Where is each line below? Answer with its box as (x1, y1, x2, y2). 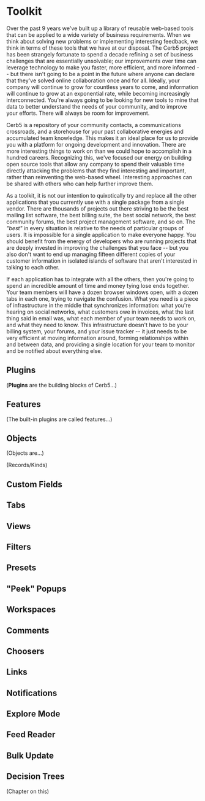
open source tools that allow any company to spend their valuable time (6, 160, 185, 168)
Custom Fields (6, 479, 63, 489)
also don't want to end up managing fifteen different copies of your (6, 250, 176, 258)
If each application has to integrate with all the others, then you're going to (6, 275, 195, 283)
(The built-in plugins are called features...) (6, 416, 113, 423)
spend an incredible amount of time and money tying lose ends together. (6, 282, 190, 289)
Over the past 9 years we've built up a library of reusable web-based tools (6, 25, 194, 32)
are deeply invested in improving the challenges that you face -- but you (6, 244, 188, 251)
